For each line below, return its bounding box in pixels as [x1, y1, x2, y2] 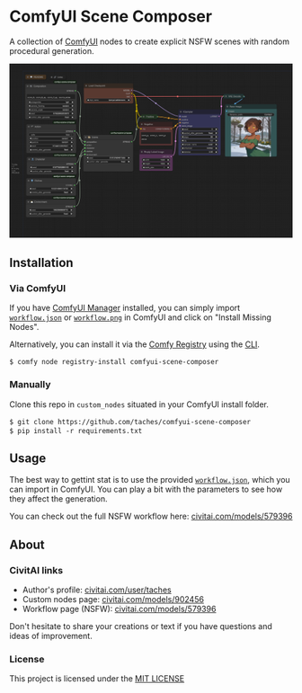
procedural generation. [9, 45, 94, 56]
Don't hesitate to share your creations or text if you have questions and [9, 621, 272, 631]
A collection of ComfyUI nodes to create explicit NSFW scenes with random [9, 36, 290, 47]
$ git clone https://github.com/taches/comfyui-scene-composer [9, 417, 252, 426]
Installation [9, 254, 74, 271]
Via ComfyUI [9, 281, 67, 294]
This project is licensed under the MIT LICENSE [9, 673, 185, 684]
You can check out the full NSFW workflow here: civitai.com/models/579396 [9, 511, 293, 522]
